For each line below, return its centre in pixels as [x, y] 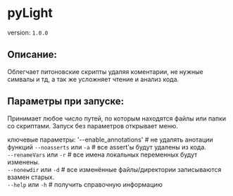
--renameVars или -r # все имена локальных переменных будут [102, 154]
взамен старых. [31, 177]
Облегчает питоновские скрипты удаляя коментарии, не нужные [105, 71]
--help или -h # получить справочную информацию [85, 184]
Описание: [32, 55]
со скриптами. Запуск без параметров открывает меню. [93, 125]
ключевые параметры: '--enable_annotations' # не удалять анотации [110, 140]
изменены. [24, 162]
